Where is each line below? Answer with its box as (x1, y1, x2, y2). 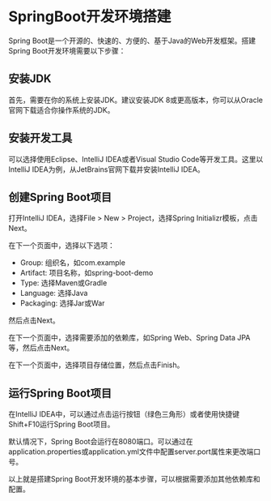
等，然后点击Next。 (8, 343, 74, 353)
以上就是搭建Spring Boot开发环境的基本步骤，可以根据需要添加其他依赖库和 (8, 474, 260, 484)
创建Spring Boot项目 (8, 190, 112, 203)
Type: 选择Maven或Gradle (19, 278, 108, 288)
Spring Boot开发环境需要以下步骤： (8, 45, 126, 55)
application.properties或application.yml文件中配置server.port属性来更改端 (8, 447, 254, 456)
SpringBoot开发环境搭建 (8, 7, 171, 26)
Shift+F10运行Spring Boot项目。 (8, 419, 115, 430)
